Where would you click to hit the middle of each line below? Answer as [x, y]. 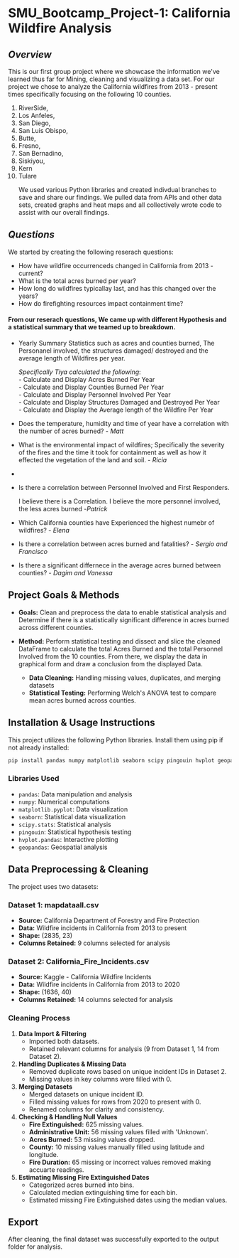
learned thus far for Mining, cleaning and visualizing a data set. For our [111, 79]
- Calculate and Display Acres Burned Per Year [87, 380]
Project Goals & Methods [64, 595]
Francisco [33, 552]
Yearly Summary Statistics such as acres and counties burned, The [116, 343]
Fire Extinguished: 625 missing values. [86, 1124]
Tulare [28, 176]
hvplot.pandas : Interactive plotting [68, 839]
